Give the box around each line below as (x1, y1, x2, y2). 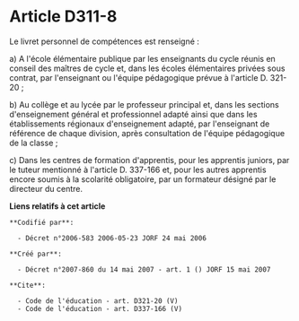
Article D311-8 (9, 6, 118, 27)
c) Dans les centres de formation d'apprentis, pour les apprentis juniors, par (9, 154, 290, 165)
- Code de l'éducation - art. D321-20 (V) (17, 296, 179, 306)
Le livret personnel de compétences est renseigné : (9, 36, 200, 47)
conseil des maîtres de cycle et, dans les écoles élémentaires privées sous (9, 63, 286, 74)
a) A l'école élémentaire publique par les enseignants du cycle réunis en (9, 53, 276, 64)
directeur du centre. (9, 183, 84, 194)
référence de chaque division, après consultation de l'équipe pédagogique (9, 127, 286, 138)
